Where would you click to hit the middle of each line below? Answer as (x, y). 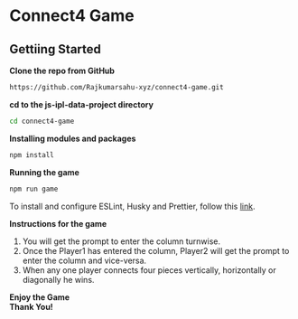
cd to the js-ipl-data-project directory (81, 104)
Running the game (44, 172)
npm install (32, 155)
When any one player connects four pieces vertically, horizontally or (149, 270)
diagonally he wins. (58, 279)
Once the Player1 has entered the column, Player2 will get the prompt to (156, 250)
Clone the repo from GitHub (62, 70)
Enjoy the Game (40, 297)
